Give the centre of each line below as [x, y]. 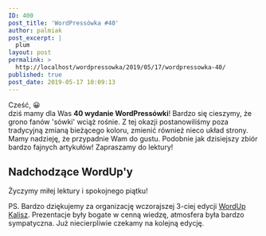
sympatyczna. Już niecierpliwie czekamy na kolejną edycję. [106, 223]
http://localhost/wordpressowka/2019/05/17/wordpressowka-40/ [121, 68]
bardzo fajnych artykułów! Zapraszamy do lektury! [91, 147]
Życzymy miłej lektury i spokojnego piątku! [78, 191]
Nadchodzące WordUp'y [70, 172]
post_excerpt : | [35, 38]
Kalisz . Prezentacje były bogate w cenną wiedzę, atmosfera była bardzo [126, 215]
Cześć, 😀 [24, 105]
